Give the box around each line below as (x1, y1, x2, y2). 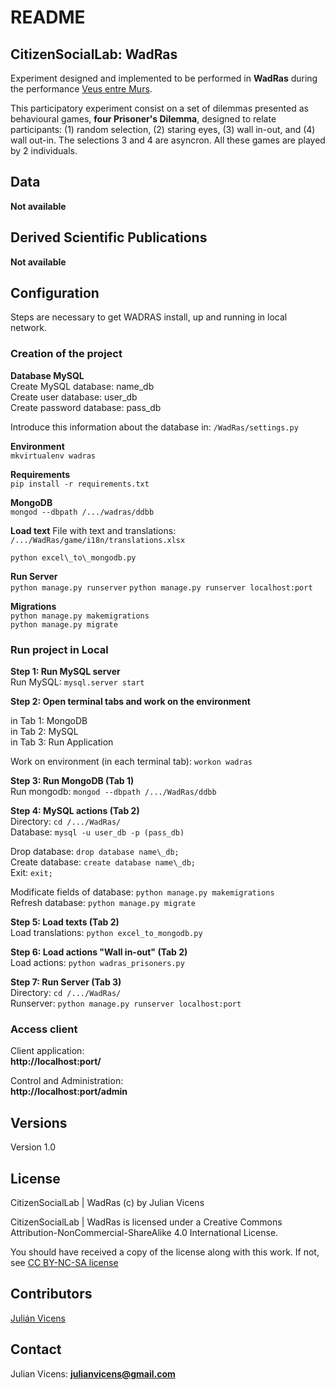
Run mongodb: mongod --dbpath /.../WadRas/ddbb (10, 786, 217, 798)
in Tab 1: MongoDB (10, 715, 88, 727)
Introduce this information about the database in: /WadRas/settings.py (10, 421, 299, 433)
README (10, 6, 86, 29)
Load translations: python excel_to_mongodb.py (10, 927, 203, 939)
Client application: (10, 1045, 85, 1057)
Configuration (10, 285, 100, 302)
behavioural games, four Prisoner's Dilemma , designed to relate (10, 113, 277, 125)
